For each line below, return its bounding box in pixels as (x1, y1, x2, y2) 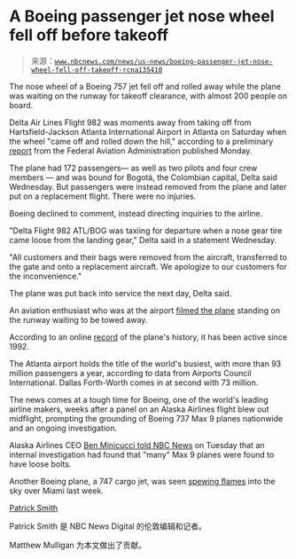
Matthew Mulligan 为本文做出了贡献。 (9, 539, 147, 550)
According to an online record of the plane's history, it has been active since (9, 331, 288, 342)
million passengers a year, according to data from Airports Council (9, 367, 252, 378)
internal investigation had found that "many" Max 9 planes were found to (9, 449, 275, 460)
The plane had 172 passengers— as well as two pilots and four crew (9, 162, 258, 173)
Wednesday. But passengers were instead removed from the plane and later (9, 181, 287, 192)
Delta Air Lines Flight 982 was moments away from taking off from (9, 117, 252, 128)
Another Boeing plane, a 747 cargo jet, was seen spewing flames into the (9, 476, 277, 486)
